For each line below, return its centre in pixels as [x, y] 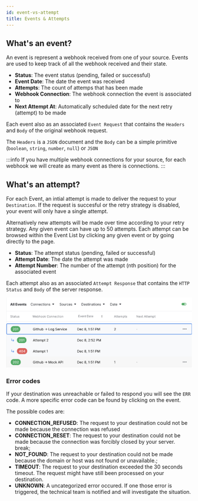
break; [22, 448]
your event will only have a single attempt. [57, 211]
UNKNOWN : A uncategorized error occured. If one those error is [93, 486]
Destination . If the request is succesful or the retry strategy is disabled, [93, 205]
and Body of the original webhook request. [57, 130]
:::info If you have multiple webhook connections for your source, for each [96, 160]
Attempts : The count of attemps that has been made [79, 88]
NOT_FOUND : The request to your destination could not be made [94, 454]
